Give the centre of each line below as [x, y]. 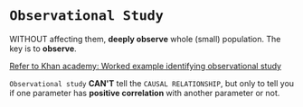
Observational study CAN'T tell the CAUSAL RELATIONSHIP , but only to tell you [152, 83]
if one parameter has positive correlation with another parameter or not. [145, 93]
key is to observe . [43, 49]
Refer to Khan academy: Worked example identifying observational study [146, 66]
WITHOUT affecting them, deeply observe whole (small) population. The [145, 39]
